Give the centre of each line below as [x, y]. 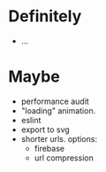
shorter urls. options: [59, 138]
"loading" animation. [58, 110]
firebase [49, 148]
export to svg [45, 129]
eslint [31, 120]
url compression [64, 158]
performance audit [55, 101]
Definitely [45, 16]
